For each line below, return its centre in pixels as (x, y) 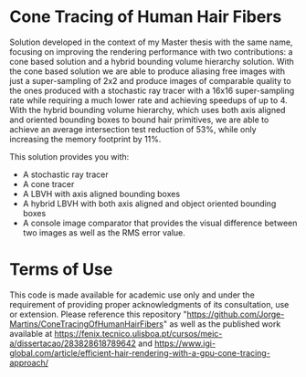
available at (31, 333)
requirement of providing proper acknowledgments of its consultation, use (149, 304)
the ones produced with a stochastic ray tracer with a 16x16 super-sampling (152, 90)
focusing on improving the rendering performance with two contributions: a (151, 51)
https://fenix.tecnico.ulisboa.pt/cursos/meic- (138, 333)
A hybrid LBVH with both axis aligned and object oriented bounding (149, 204)
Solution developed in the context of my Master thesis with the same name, (151, 42)
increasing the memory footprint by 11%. (85, 139)
